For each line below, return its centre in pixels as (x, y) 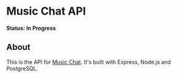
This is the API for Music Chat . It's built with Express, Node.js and (88, 62)
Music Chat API (46, 11)
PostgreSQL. (22, 68)
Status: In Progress (31, 28)
